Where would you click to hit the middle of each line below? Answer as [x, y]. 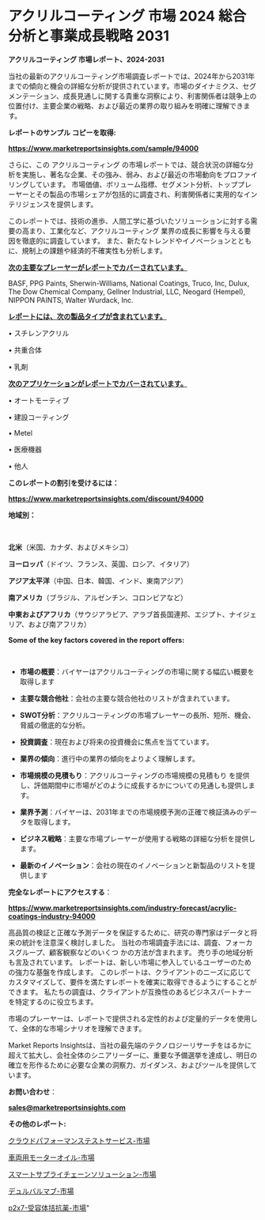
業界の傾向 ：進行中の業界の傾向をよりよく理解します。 [110, 758]
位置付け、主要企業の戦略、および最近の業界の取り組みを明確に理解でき [126, 106]
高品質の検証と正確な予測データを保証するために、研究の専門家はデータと [129, 932]
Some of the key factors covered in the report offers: [97, 640]
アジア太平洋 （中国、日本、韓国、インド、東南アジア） [98, 580]
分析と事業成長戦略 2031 [89, 36]
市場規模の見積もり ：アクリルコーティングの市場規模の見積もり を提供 [134, 775]
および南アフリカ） [59, 624]
